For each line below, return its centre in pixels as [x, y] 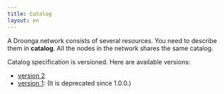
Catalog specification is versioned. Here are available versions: [99, 61]
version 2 [31, 76]
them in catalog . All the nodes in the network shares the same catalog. [110, 48]
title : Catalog [30, 14]
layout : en [23, 20]
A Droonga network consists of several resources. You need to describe [112, 40]
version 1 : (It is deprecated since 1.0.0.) [75, 83]
